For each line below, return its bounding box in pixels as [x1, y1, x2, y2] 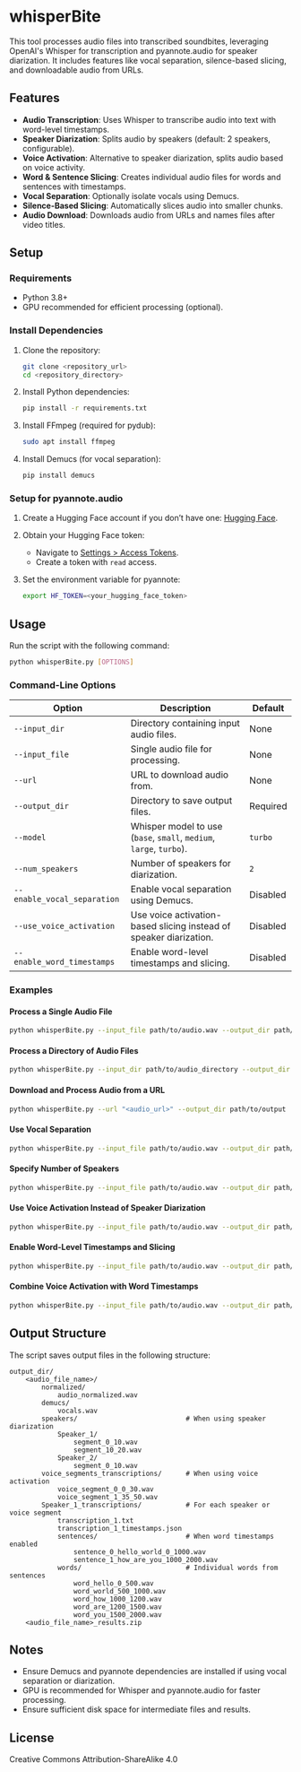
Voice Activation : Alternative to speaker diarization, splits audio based [21, 152, 284, 163]
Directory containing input [130, 717, 240, 730]
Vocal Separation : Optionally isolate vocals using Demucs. [21, 190, 240, 201]
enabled [9, 1540, 39, 1549]
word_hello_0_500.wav [73, 1578, 154, 1588]
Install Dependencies [9, 325, 104, 337]
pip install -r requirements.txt [21, 404, 148, 413]
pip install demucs [21, 471, 96, 481]
